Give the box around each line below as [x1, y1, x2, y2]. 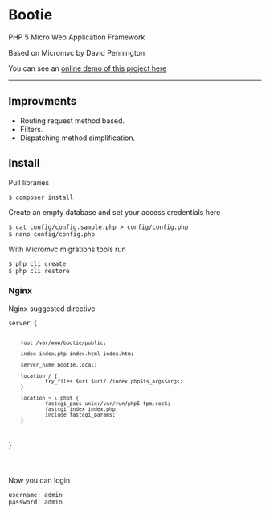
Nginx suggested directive [8, 304, 96, 313]
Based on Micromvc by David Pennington [8, 48, 145, 57]
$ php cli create [8, 259, 67, 267]
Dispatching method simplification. [19, 133, 135, 143]
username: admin [8, 491, 63, 499]
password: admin [8, 498, 63, 507]
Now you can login [8, 475, 71, 485]
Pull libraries [8, 177, 50, 187]
